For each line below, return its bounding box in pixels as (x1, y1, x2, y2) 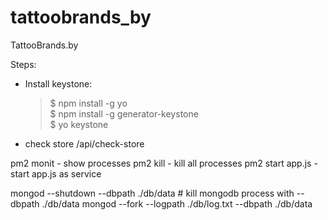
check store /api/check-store (24, 137, 145, 150)
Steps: (10, 58, 37, 70)
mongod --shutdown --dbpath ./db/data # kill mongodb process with (10, 187, 295, 199)
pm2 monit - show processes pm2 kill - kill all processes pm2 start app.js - (10, 157, 318, 169)
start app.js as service (10, 167, 102, 180)
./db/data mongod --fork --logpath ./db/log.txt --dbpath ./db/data (41, 197, 313, 210)
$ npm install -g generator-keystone (49, 107, 199, 120)
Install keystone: (24, 77, 93, 90)
